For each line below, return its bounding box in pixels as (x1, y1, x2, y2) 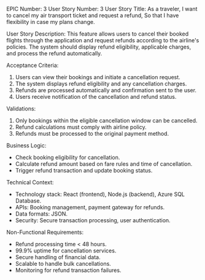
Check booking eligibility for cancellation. (15, 154, 120, 161)
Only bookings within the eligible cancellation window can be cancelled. (15, 117, 198, 124)
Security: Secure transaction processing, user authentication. (15, 217, 171, 224)
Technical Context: (6, 179, 54, 186)
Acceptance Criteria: (6, 61, 59, 69)
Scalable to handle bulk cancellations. (15, 260, 112, 267)
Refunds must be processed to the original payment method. (15, 130, 169, 137)
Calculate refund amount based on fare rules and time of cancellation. (15, 160, 193, 168)
